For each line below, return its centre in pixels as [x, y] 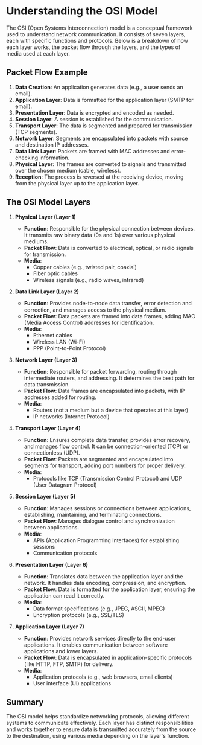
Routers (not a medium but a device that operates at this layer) [111, 410]
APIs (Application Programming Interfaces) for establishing [106, 540]
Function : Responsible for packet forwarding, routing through [100, 371]
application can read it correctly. [64, 595]
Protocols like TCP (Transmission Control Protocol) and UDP [108, 478]
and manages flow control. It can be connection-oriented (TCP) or [106, 446]
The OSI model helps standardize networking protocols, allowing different [98, 717]
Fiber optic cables [55, 273]
